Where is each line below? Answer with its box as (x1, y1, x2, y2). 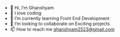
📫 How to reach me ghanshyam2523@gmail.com (10, 26, 115, 32)
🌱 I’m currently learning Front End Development (10, 15, 110, 21)
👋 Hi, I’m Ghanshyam (10, 5, 54, 10)
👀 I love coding (10, 10, 42, 16)
